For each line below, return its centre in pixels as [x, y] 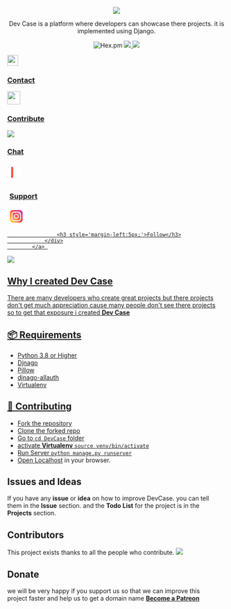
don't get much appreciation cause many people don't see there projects [112, 305]
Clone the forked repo [49, 430]
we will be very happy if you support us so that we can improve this [104, 591]
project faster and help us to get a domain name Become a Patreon [103, 599]
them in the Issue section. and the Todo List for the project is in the [103, 506]
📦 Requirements [44, 335]
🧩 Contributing [40, 406]
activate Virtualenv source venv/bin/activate [83, 445]
